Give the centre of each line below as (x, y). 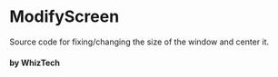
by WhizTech (35, 63)
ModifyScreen (65, 17)
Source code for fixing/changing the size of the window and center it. (139, 42)
